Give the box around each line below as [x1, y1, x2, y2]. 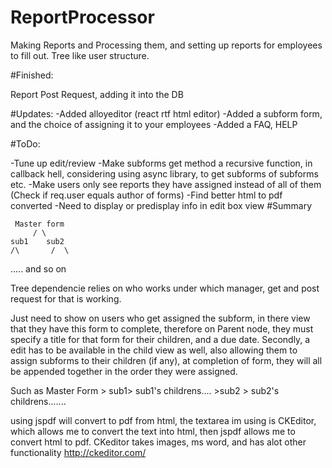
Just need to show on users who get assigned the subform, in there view [10, 312, 311, 324]
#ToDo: [10, 137, 41, 150]
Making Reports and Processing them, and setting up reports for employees [10, 39, 323, 51]
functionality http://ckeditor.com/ [10, 446, 147, 458]
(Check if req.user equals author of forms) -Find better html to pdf [10, 189, 283, 201]
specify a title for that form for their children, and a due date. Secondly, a [10, 333, 311, 345]
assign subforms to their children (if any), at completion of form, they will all [10, 354, 323, 366]
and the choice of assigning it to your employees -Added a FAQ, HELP [10, 118, 298, 130]
